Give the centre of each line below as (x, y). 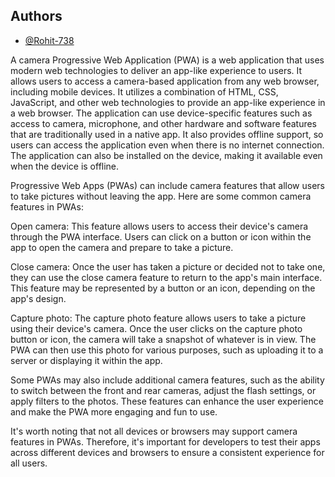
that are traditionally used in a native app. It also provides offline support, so (167, 134)
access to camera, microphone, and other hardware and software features (163, 123)
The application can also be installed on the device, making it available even (166, 155)
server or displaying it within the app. (86, 360)
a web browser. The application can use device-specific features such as (161, 113)
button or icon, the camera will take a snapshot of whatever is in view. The (163, 339)
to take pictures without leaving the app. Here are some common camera (161, 196)
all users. (29, 463)
